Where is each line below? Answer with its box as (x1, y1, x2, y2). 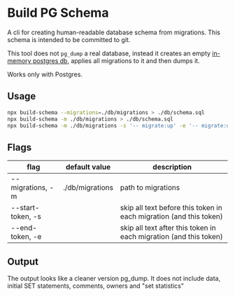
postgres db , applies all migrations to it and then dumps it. (32, 56, 201, 64)
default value (65, 163, 111, 172)
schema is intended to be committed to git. (7, 35, 131, 43)
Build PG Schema (7, 5, 109, 21)
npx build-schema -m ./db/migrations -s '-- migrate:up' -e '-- (7, 122, 199, 129)
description (152, 163, 192, 172)
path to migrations (120, 183, 180, 193)
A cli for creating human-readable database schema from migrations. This (7, 28, 220, 36)
